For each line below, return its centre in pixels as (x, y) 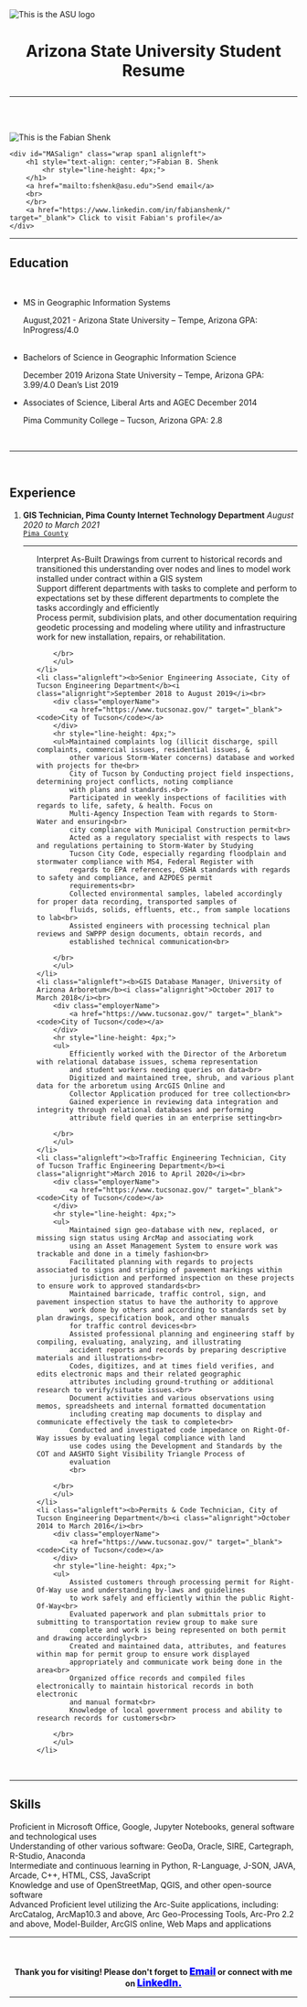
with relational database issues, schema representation (147, 1062)
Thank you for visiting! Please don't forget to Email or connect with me (153, 1972)
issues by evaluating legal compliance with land (149, 1438)
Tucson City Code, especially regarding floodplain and (178, 853)
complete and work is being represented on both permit (178, 1630)
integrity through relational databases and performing (145, 1110)
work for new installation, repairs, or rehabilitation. (131, 637)
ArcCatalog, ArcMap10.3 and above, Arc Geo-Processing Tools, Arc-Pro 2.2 (152, 1914)
